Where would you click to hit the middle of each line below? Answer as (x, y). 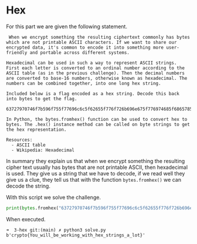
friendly (17, 52)
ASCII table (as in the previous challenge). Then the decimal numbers (95, 73)
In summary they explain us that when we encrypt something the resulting (96, 161)
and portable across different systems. (80, 52)
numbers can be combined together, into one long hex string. (84, 83)
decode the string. (28, 186)
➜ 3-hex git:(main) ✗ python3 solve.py (56, 230)
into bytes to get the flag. (42, 99)
